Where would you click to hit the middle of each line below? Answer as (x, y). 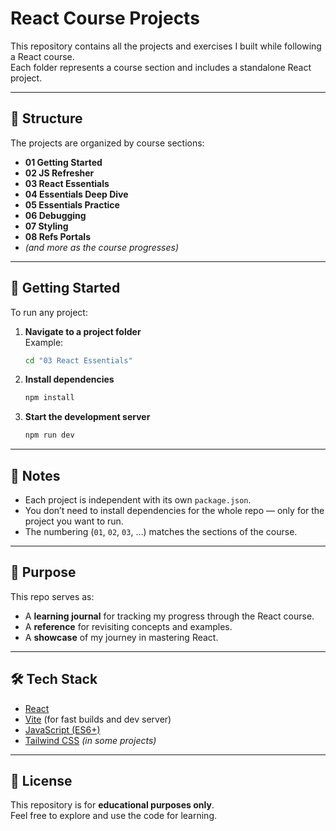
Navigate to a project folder (83, 331)
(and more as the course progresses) (101, 247)
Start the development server (87, 417)
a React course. (42, 56)
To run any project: (49, 312)
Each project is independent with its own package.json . (138, 500)
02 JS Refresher (59, 173)
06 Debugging (55, 215)
